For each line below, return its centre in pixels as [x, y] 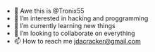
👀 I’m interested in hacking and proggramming [81, 18]
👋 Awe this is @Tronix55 [49, 11]
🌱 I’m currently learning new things [64, 26]
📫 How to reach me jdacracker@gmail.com [77, 41]
